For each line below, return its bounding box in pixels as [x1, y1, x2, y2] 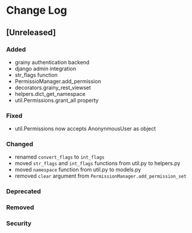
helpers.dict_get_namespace [14, 90, 86, 97]
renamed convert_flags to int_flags [14, 153, 105, 161]
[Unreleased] [6, 27, 56, 38]
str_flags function [14, 71, 58, 78]
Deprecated [6, 187, 42, 195]
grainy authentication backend [14, 58, 90, 66]
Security [6, 219, 32, 228]
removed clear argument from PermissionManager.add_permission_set [14, 172, 187, 179]
